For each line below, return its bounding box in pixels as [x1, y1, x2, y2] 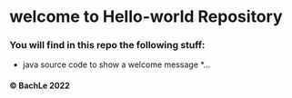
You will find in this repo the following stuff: [9, 39, 206, 52]
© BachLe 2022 [9, 80, 70, 92]
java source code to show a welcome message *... [22, 59, 211, 70]
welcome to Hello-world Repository [9, 6, 283, 27]
